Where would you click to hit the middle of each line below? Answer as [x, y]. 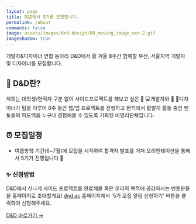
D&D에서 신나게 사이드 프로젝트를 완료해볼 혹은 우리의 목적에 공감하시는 [88, 188]
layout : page [22, 11]
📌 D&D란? [23, 83]
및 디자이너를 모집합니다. [34, 63]
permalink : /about [28, 22]
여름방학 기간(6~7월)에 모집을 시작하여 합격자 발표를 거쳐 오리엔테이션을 [97, 150]
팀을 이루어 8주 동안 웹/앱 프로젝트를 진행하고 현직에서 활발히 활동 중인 [102, 108]
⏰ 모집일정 [24, 135]
